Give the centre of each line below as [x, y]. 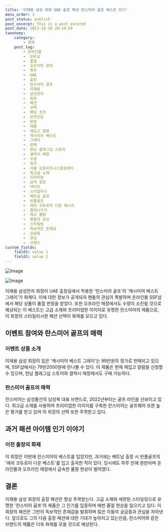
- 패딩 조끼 [35, 112]
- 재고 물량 [35, 215]
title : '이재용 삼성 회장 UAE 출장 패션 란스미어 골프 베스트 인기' [67, 10]
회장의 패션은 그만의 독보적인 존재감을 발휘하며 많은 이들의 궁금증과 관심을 [77, 512]
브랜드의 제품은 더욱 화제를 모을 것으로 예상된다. [52, 524]
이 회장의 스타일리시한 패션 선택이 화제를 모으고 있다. [57, 316]
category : [25, 38]
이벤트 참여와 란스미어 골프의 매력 [54, 333]
